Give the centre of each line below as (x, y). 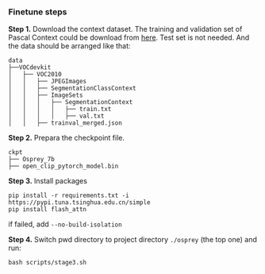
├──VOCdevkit (30, 68)
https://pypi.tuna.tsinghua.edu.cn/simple (79, 203)
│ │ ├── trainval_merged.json (65, 123)
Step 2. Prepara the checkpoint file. (67, 138)
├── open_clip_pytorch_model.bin (63, 166)
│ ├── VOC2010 (35, 75)
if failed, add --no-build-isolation (65, 224)
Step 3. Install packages (48, 181)
